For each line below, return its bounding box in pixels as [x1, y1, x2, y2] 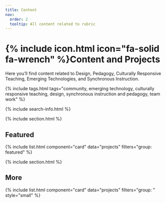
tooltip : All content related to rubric [10, 21, 96, 27]
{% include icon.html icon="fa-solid [5, 43, 159, 54]
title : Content [5, 7, 37, 13]
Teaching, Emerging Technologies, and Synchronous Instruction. [5, 76, 139, 82]
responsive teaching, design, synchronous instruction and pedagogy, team [5, 91, 160, 97]
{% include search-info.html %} [5, 106, 71, 112]
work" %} [5, 96, 25, 102]
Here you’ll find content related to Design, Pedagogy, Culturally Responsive [5, 71, 161, 77]
